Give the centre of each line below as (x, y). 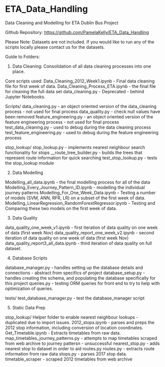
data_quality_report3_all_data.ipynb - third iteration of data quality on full (79, 243)
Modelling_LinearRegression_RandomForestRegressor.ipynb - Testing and (80, 203)
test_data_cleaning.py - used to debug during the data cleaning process (78, 127)
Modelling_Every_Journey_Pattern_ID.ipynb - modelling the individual (75, 187)
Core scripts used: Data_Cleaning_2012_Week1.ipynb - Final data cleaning (80, 81)
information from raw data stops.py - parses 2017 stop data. (66, 354)
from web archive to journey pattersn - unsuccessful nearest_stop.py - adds (82, 343)
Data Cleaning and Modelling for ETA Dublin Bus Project (62, 23)
